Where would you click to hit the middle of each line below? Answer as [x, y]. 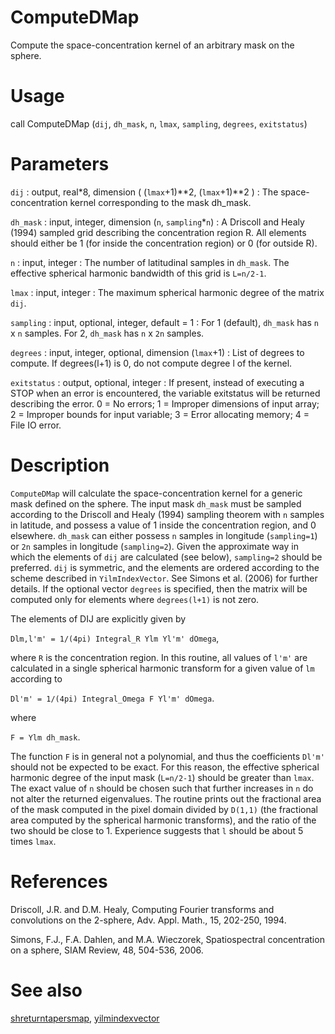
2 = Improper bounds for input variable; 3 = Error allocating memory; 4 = [160, 414]
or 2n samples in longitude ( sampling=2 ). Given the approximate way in [154, 546]
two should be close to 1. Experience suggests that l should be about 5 [157, 830]
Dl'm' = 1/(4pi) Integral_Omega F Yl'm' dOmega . [112, 698]
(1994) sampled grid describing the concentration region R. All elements [158, 232]
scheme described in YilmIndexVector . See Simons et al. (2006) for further [164, 578]
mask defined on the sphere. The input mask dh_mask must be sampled [156, 503]
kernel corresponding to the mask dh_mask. [160, 202]
